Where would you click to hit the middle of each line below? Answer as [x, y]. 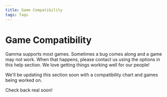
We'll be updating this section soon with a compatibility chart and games [82, 75]
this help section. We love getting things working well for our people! [77, 65]
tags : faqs [17, 15]
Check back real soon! [29, 90]
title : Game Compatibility [34, 10]
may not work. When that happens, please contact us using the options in [83, 60]
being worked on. [24, 80]
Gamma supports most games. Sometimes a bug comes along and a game [84, 54]
